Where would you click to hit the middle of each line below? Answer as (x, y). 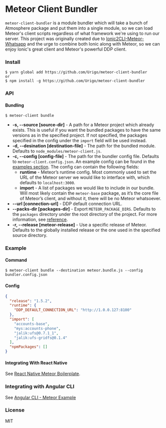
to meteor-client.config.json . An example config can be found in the (83, 161)
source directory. (30, 235)
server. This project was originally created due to (55, 39)
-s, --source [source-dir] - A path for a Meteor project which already (83, 125)
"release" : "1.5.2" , (31, 301)
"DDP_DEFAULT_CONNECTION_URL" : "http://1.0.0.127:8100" (73, 310)
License (15, 410)
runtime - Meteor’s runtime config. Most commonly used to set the (88, 172)
